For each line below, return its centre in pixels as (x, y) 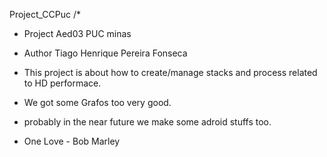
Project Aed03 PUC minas (77, 33)
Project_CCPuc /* (45, 14)
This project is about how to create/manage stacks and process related (170, 72)
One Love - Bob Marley (72, 141)
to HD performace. (62, 83)
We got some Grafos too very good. (97, 102)
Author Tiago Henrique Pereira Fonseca (105, 53)
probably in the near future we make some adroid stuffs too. (147, 122)
